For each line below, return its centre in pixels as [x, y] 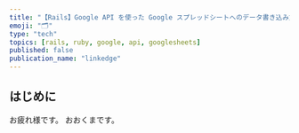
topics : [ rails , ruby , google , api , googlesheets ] [105, 42]
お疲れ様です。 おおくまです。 [65, 120]
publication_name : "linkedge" [65, 59]
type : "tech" [33, 34]
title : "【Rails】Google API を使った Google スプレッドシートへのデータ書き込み [149, 17]
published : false [41, 51]
